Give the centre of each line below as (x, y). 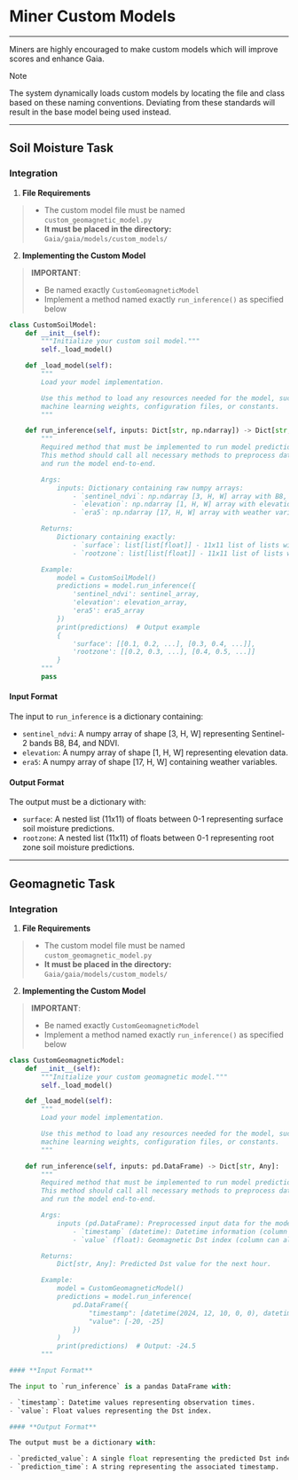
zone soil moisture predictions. (78, 847)
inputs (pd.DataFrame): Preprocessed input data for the (164, 1223)
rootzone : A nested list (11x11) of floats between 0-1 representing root (148, 838)
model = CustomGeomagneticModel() (120, 1288)
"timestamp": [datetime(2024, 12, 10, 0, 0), (174, 1313)
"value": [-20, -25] (126, 1321)
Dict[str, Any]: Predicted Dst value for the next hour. (164, 1264)
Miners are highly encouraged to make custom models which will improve (144, 49)
